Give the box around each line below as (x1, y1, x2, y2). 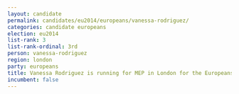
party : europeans (7, 63, 59, 70)
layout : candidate (7, 10, 62, 18)
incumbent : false (7, 76, 59, 83)
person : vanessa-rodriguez (7, 50, 87, 57)
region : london (7, 57, 53, 64)
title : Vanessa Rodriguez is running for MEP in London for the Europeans (7, 69, 234, 76)
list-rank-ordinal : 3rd (7, 43, 78, 50)
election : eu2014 (7, 30, 59, 37)
